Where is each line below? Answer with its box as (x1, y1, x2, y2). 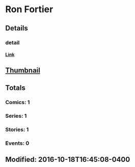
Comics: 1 (5, 98, 30, 106)
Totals (5, 83, 25, 92)
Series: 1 (5, 112, 27, 119)
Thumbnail (5, 66, 41, 75)
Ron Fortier (5, 4, 53, 15)
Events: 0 (5, 140, 30, 147)
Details (5, 24, 28, 32)
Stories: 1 (5, 126, 29, 133)
